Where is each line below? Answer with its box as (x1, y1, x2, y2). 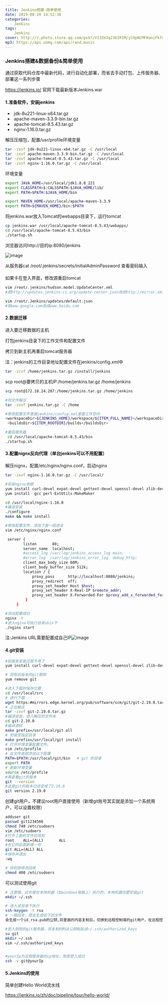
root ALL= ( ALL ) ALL (5, 838, 66, 843)
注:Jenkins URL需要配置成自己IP (5, 635, 71, 641)
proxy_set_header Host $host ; (31, 583, 95, 588)
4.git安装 (5, 647, 24, 653)
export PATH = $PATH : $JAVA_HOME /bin (5, 190, 77, 195)
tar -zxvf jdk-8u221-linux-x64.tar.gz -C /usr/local (5, 147, 117, 152)
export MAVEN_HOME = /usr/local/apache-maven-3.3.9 (5, 199, 111, 204)
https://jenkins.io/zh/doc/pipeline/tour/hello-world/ (5, 992, 110, 998)
